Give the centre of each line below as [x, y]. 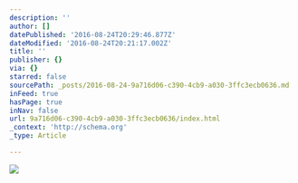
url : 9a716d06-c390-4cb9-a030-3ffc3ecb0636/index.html [115, 119]
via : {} [24, 69]
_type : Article [38, 136]
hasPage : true [36, 102]
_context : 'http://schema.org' [68, 128]
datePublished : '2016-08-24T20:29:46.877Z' [93, 34]
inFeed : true [34, 93]
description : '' [40, 18]
